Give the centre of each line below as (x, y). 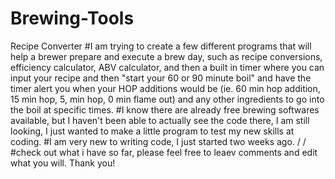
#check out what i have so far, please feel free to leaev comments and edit (164, 152)
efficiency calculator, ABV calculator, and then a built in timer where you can (167, 67)
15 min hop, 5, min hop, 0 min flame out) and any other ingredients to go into (167, 99)
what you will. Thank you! (63, 163)
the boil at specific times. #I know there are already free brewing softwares (165, 109)
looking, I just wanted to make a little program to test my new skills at (152, 131)
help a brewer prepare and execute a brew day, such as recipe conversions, (166, 56)
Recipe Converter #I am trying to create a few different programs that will (161, 46)
